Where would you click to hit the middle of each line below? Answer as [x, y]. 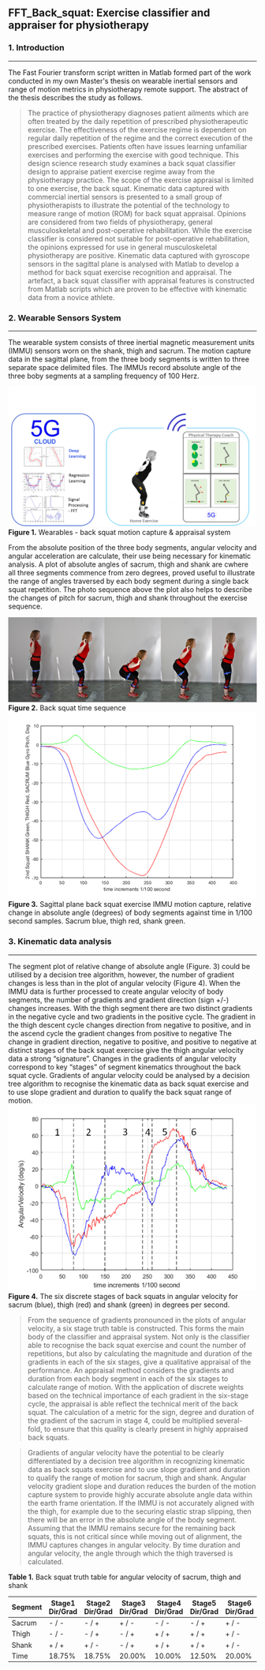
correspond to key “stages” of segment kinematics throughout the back [125, 1067]
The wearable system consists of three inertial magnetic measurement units [131, 342]
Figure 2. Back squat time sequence [67, 708]
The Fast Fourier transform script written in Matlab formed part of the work [130, 72]
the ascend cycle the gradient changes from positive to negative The [120, 1033]
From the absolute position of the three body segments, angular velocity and [132, 548]
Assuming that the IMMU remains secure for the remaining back [131, 1528]
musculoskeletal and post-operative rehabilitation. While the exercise [140, 230]
